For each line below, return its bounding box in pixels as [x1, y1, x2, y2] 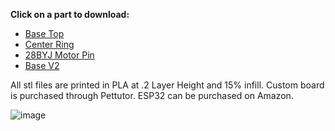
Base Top [24, 28, 65, 39]
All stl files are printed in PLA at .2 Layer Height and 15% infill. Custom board [10, 79, 325, 91]
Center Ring [24, 39, 75, 50]
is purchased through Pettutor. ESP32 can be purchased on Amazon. [10, 90, 294, 101]
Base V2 [24, 60, 60, 71]
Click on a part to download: [10, 9, 130, 20]
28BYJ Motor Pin [24, 49, 95, 61]
